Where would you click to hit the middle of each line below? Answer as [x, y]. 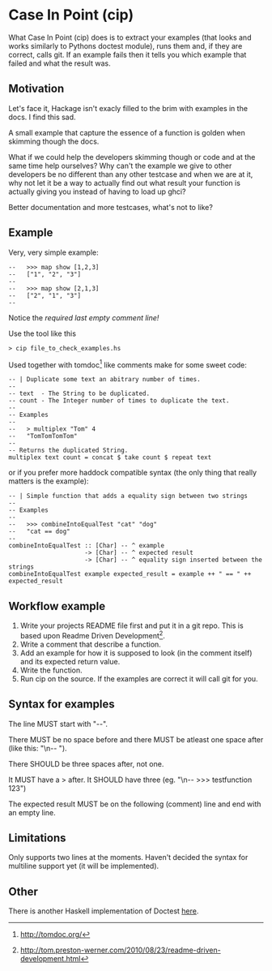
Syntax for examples [62, 705]
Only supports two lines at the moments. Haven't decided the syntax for [128, 857]
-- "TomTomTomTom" [43, 436]
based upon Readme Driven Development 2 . [93, 635]
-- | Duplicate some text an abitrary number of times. [104, 380]
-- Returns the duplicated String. [68, 451]
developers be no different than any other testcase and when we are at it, [131, 174]
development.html [50, 959]
